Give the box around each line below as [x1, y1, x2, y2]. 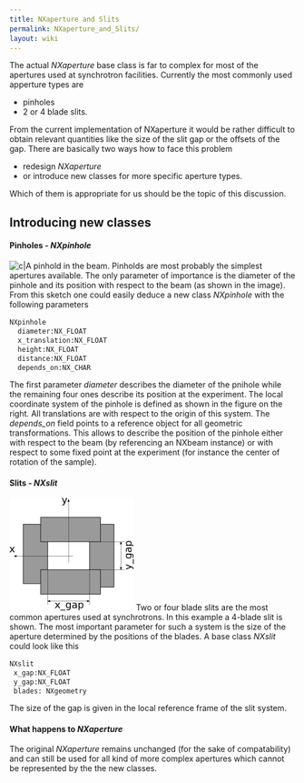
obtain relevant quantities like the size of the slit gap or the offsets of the [9, 134, 280, 145]
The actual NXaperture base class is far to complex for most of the [9, 60, 259, 71]
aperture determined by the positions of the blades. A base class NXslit [9, 631, 277, 642]
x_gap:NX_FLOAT [13, 668, 71, 678]
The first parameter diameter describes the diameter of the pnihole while [9, 378, 282, 390]
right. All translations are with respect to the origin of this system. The [9, 407, 270, 418]
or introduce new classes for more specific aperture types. [22, 171, 243, 182]
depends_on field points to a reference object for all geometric [9, 417, 243, 428]
